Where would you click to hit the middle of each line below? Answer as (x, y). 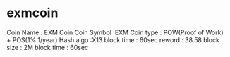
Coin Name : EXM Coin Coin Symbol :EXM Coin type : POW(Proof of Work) (115, 32)
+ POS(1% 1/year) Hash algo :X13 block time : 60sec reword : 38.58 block (113, 39)
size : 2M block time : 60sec (48, 47)
